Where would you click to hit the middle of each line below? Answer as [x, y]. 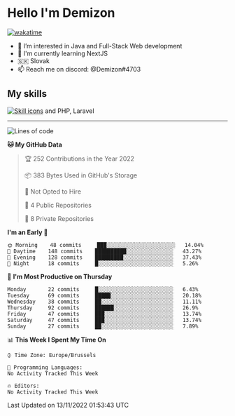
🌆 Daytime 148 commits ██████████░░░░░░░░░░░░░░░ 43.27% [104, 251]
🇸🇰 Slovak [34, 60]
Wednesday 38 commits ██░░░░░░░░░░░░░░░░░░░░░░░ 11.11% [104, 302]
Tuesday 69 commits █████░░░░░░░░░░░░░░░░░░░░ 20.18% [104, 295]
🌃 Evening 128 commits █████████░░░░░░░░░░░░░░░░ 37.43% [104, 257]
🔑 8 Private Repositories [59, 218]
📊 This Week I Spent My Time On [57, 340]
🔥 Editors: [23, 386]
